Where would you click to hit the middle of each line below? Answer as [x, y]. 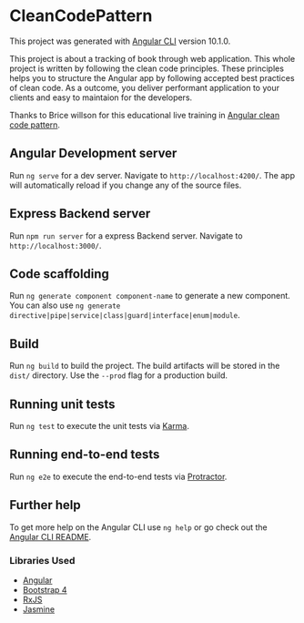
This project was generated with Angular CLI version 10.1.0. [120, 41]
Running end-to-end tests [85, 455]
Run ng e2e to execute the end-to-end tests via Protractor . [118, 476]
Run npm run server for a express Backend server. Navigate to [126, 235]
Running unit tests [62, 404]
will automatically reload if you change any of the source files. [126, 185]
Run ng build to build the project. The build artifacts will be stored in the [145, 366]
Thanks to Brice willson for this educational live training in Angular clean [145, 115]
